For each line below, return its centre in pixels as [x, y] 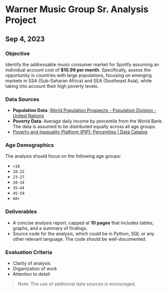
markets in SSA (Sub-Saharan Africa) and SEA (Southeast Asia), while [78, 80]
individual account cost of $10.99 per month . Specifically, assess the [78, 70]
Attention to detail [31, 274]
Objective [18, 53]
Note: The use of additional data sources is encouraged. [77, 284]
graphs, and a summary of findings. [50, 228]
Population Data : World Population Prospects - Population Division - [84, 110]
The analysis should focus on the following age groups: [63, 156]
